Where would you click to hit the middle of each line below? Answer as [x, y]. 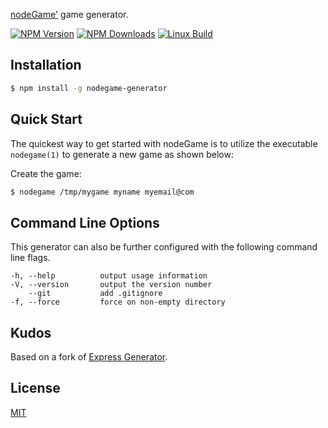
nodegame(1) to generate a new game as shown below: [122, 154]
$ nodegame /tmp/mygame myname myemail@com [102, 192]
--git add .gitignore [95, 294]
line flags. [30, 258]
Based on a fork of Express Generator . [89, 357]
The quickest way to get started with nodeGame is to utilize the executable [164, 143]
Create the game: [46, 173]
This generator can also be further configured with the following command [164, 247]
